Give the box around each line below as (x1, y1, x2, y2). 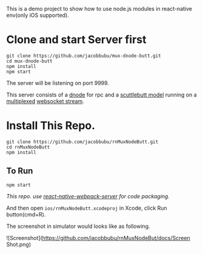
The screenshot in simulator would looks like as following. (6, 222, 150, 230)
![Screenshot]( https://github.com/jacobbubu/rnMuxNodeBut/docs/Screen (6, 234, 191, 241)
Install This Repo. (6, 119, 96, 133)
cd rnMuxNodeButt (6, 144, 50, 150)
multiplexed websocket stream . (6, 97, 85, 105)
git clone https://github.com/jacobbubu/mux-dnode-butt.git (6, 53, 162, 59)
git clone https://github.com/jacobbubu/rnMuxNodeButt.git (6, 139, 159, 145)
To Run (6, 166, 33, 176)
